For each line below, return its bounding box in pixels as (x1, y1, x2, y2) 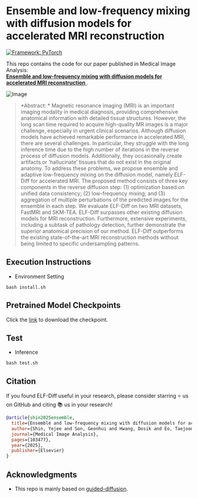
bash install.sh (6, 284, 46, 290)
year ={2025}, (11, 442, 44, 448)
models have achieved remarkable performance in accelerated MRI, (20, 133, 186, 140)
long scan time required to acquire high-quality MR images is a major (20, 121, 189, 128)
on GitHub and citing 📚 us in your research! (6, 401, 113, 408)
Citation (6, 376, 37, 386)
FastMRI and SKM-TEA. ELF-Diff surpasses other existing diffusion (20, 209, 183, 216)
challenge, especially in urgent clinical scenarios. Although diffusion (20, 127, 186, 134)
